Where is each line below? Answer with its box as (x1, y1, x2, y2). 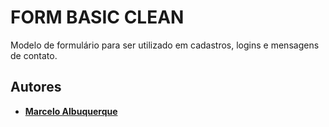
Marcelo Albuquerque (24, 105, 118, 117)
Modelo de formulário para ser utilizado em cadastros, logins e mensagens (10, 39, 320, 51)
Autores (10, 79, 62, 96)
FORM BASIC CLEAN (10, 6, 185, 29)
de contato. (10, 49, 58, 61)
